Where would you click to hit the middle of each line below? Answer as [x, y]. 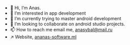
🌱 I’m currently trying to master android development [66, 18]
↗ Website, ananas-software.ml [43, 37]
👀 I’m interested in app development [48, 13]
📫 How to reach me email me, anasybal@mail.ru [61, 30]
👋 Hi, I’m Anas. [25, 8]
